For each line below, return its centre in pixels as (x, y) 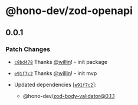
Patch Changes (28, 49)
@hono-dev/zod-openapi (69, 11)
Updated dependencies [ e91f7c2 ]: (55, 84)
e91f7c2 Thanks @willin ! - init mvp (55, 73)
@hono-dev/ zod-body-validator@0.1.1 (69, 96)
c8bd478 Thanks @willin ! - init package (60, 62)
